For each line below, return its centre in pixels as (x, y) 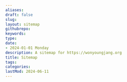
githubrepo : (18, 29)
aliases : (15, 10)
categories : (18, 67)
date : (11, 43)
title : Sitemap (21, 57)
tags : (11, 62)
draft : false (19, 15)
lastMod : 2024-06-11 (27, 72)
